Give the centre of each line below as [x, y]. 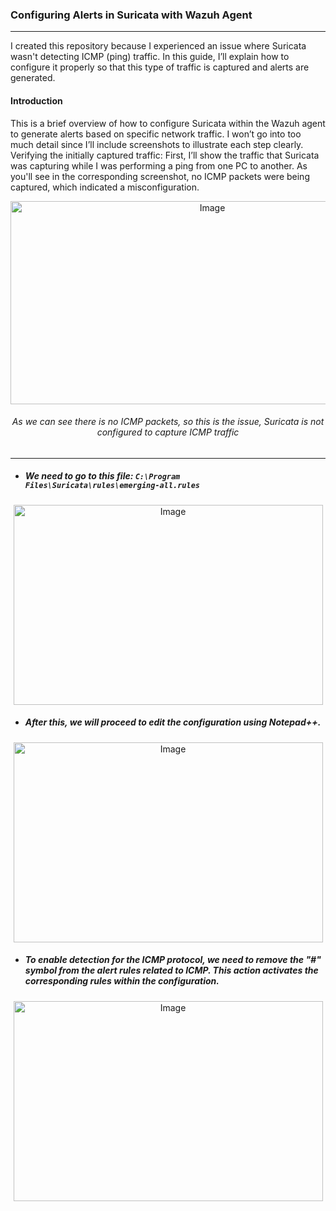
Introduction [36, 100]
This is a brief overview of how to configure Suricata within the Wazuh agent [168, 123]
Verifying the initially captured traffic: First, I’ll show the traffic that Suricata [165, 155]
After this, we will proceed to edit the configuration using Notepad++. [173, 722]
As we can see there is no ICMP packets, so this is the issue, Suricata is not [168, 422]
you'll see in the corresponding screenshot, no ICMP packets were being [160, 176]
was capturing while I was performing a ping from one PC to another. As [159, 165]
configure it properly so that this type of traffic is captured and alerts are [160, 67]
